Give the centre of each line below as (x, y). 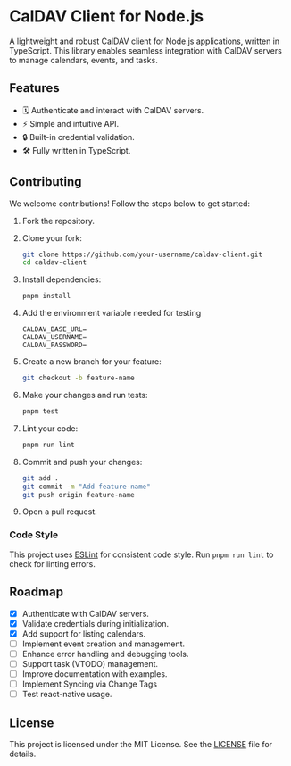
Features (34, 88)
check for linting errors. (53, 563)
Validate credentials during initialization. (96, 623)
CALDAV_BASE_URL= (54, 329)
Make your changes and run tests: (85, 395)
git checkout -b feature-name (79, 378)
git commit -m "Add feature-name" (86, 487)
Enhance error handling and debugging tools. (105, 654)
